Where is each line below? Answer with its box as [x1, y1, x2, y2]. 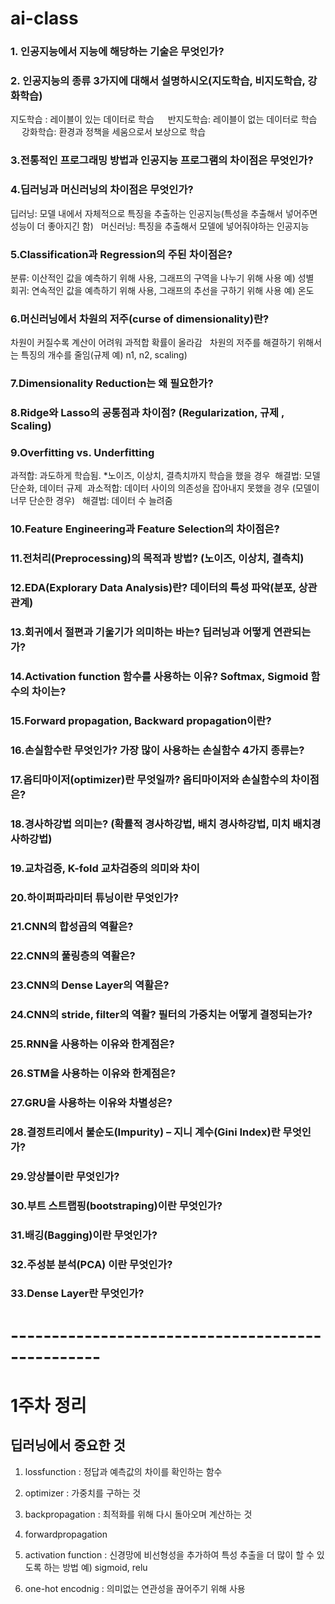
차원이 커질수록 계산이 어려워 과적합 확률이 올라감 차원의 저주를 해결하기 [10, 337, 296, 349]
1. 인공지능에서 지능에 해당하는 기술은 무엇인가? [10, 45, 225, 59]
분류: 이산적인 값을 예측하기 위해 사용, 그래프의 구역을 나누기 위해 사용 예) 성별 [10, 272, 315, 284]
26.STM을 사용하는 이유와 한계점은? [10, 1067, 177, 1081]
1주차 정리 [10, 1394, 87, 1417]
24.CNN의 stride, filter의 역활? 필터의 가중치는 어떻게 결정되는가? [10, 1008, 313, 1022]
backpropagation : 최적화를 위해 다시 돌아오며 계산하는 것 [24, 1508, 253, 1520]
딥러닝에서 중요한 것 [10, 1437, 126, 1454]
